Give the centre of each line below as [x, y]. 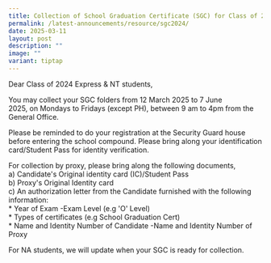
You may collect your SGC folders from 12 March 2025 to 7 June [115, 100]
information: [29, 200]
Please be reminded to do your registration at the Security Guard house [127, 132]
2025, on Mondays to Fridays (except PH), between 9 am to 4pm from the [131, 108]
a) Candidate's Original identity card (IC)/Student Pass [99, 174]
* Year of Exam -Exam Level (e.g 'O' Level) [79, 208]
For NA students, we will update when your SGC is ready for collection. [126, 250]
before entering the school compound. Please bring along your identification [135, 141]
